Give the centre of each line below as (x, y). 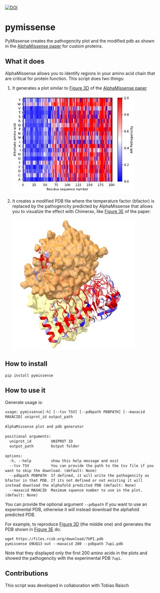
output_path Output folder (44, 446)
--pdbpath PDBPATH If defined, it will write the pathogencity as (80, 475)
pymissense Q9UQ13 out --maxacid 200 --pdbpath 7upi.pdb (64, 544)
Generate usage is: (24, 402)
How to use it (25, 391)
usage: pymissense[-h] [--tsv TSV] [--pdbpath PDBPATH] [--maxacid (75, 412)
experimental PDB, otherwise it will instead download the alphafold (72, 509)
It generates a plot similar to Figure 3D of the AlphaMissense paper (80, 88)
